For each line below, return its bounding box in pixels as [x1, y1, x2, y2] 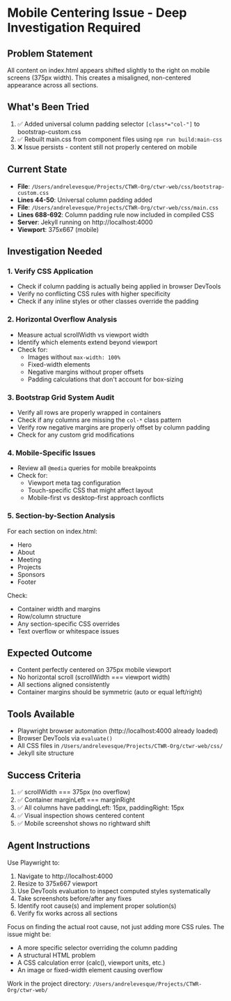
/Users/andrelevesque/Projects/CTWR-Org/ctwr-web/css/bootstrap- [31, 183, 225, 190]
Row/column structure [17, 612, 81, 620]
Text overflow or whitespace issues [17, 627, 120, 635]
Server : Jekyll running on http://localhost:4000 [17, 218, 153, 226]
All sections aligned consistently [17, 680, 110, 689]
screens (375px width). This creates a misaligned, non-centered [7, 73, 191, 82]
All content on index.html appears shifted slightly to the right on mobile [7, 66, 210, 74]
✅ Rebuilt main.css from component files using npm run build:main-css [17, 135, 223, 143]
